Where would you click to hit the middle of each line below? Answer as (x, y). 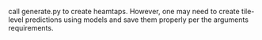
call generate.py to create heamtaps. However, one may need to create (124, 11)
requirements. (31, 28)
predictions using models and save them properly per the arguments (137, 20)
